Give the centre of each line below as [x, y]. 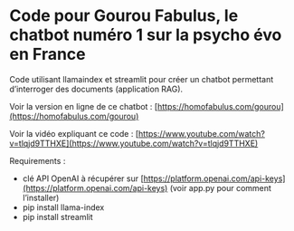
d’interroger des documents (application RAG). [96, 89]
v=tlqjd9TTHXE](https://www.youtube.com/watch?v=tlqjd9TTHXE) [134, 143]
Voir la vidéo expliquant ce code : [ [74, 133]
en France [47, 54]
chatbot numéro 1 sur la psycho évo [146, 35]
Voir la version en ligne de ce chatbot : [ [84, 106]
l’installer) [41, 197]
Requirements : [38, 160]
